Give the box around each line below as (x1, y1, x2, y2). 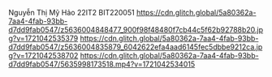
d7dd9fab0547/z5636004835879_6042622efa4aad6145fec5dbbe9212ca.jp (8, 42, 263, 52)
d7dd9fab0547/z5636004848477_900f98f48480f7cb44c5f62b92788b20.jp (8, 25, 264, 34)
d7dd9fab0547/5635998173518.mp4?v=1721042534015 (8, 59, 196, 69)
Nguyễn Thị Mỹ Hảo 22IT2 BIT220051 (8, 8, 136, 17)
